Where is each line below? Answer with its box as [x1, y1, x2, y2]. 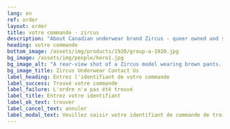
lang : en [7, 10, 32, 17]
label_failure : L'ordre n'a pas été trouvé [7, 86, 133, 93]
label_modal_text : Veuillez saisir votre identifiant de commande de [7, 111, 210, 118]
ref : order [7, 16, 38, 23]
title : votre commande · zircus [7, 29, 99, 36]
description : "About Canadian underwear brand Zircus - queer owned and [7, 35, 219, 42]
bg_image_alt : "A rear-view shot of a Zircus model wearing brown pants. [7, 61, 222, 68]
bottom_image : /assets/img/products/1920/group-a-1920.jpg [7, 48, 179, 55]
